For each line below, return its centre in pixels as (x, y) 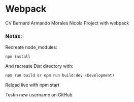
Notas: (14, 36)
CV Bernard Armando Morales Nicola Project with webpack (67, 23)
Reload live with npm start (32, 85)
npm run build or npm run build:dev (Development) (60, 75)
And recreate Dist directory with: (39, 66)
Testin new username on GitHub (39, 95)
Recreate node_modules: (31, 47)
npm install (18, 57)
